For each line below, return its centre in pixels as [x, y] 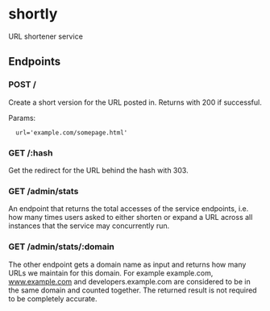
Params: [22, 118]
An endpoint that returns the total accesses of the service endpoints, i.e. [129, 209]
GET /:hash [31, 152]
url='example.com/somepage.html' [72, 133]
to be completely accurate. [53, 298]
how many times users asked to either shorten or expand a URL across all [131, 218]
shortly [33, 14]
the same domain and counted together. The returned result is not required [133, 290]
